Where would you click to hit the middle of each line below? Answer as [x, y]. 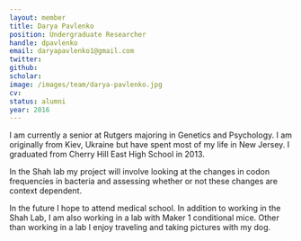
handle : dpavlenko [44, 43]
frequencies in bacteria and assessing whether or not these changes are [144, 182]
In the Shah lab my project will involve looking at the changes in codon [140, 172]
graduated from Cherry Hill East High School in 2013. [107, 155]
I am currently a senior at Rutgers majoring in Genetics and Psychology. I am [151, 135]
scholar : [26, 76]
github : [24, 68]
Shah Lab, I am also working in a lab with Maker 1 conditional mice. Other [145, 218]
